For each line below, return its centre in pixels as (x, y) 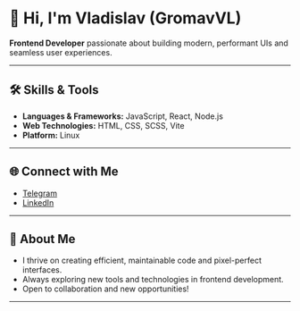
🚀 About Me (42, 239)
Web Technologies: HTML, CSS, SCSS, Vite (103, 125)
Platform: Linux (51, 135)
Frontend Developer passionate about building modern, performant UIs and (149, 43)
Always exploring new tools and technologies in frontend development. (153, 280)
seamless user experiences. (61, 52)
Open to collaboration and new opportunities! (105, 289)
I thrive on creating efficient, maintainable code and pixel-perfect (142, 261)
